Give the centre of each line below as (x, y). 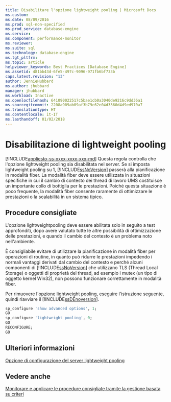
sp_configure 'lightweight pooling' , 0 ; (49, 318)
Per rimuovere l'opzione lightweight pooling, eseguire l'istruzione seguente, (85, 294)
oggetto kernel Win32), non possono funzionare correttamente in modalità (83, 278)
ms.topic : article (25, 62)
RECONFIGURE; (19, 327)
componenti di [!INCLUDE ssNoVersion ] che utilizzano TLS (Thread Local (82, 267)
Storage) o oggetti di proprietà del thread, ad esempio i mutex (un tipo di (81, 273)
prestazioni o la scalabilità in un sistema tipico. (54, 197)
